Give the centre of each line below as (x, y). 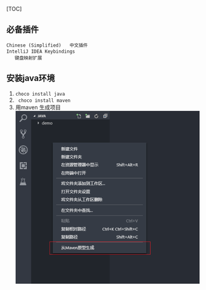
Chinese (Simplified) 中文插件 (47, 45)
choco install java (40, 94)
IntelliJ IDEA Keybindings (41, 52)
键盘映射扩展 (28, 58)
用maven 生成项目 (38, 107)
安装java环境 (31, 78)
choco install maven (44, 101)
